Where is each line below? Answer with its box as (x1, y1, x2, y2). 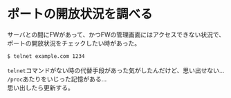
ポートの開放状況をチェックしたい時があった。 (7, 39, 140, 47)
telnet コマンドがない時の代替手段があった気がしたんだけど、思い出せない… (7, 66, 225, 75)
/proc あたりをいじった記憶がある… (7, 75, 107, 83)
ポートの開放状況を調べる (7, 6, 154, 22)
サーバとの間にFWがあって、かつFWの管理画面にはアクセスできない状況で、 (7, 30, 225, 39)
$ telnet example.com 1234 (7, 52, 85, 59)
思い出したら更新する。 (7, 84, 74, 92)
